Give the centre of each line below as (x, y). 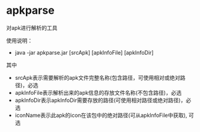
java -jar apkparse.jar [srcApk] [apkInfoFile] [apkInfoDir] (84, 52)
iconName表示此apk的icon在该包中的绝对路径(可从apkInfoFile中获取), (101, 115)
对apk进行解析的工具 (32, 28)
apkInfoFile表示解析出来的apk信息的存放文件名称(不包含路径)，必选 (98, 92)
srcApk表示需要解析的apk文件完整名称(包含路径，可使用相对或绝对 (97, 77)
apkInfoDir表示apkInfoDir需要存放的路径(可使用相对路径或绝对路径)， (100, 100)
